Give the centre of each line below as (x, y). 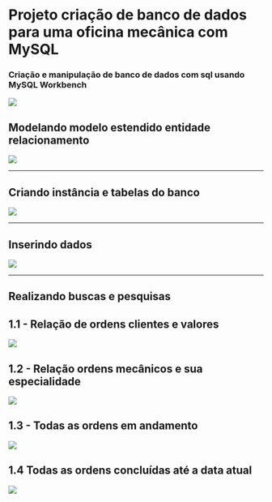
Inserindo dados (51, 245)
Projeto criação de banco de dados (127, 15)
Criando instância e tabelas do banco (104, 192)
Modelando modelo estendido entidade (110, 127)
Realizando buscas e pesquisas (90, 296)
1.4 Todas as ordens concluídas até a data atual (130, 471)
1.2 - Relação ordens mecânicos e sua (106, 369)
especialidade (45, 382)
